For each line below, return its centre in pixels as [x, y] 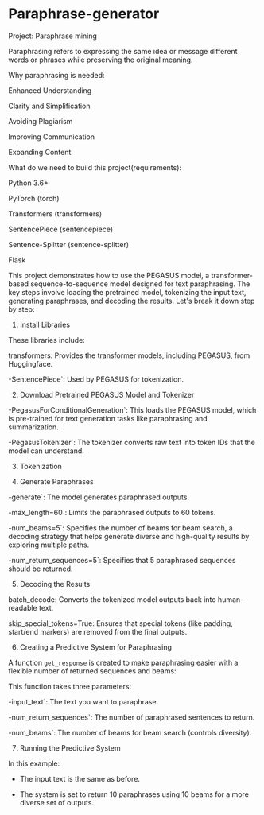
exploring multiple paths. [49, 545]
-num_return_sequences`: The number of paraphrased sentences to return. [132, 717]
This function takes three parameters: [70, 686]
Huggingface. [31, 363]
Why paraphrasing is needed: [56, 75]
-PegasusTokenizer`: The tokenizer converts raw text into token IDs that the [132, 442]
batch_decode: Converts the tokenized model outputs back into [112, 599]
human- [231, 599]
